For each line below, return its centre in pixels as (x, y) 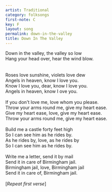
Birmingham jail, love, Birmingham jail (45, 167)
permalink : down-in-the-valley (39, 34)
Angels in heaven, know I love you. (42, 80)
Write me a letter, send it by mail (39, 156)
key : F (12, 24)
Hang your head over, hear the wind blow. (50, 58)
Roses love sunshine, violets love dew (45, 75)
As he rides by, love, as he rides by (42, 140)
